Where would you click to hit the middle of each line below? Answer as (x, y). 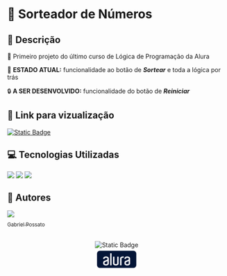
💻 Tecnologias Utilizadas (63, 155)
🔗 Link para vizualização (61, 115)
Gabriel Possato (26, 225)
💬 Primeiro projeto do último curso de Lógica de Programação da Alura (108, 56)
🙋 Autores (29, 198)
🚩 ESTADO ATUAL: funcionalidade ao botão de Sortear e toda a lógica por (114, 70)
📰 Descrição (34, 40)
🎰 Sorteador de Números (80, 14)
